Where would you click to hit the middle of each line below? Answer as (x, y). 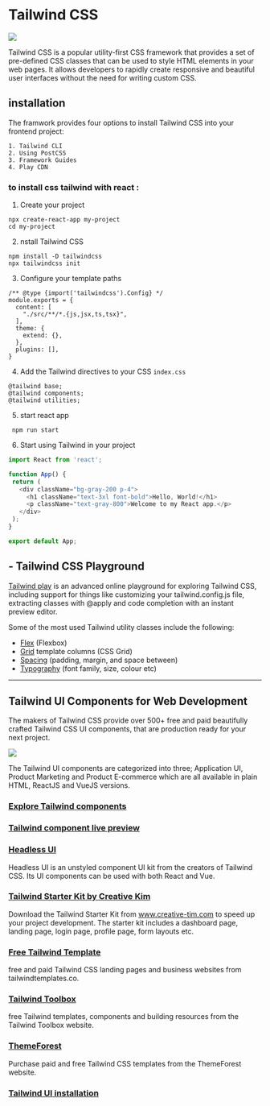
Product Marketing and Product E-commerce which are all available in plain (133, 777)
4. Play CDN (28, 167)
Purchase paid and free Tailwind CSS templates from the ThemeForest (125, 1063)
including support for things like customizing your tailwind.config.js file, (127, 594)
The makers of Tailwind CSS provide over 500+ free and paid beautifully (128, 721)
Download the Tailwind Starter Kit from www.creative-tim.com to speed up (132, 914)
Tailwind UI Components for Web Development (128, 701)
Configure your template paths (71, 279)
